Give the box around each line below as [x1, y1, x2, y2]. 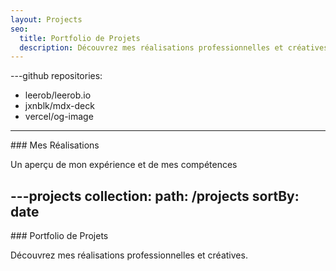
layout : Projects [10, 14, 83, 25]
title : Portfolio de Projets [19, 33, 141, 43]
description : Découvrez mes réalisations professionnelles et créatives [19, 42, 329, 53]
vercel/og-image [24, 111, 94, 123]
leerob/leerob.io [24, 89, 92, 101]
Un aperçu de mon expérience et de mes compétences [10, 159, 238, 171]
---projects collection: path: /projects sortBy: [10, 187, 300, 205]
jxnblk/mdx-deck [24, 100, 95, 112]
